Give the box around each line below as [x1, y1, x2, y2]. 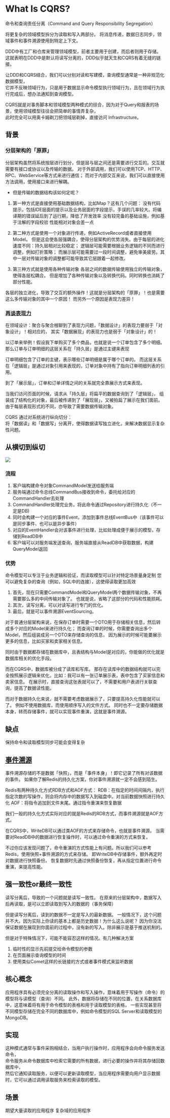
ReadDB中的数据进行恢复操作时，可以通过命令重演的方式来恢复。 [14, 834, 151, 840]
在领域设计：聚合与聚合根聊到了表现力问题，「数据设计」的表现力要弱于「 [5, 322, 158, 328]
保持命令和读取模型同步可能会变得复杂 [5, 739, 85, 745]
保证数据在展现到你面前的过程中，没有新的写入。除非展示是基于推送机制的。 [5, 924, 165, 930]
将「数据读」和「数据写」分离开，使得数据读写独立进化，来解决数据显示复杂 [5, 420, 165, 426]
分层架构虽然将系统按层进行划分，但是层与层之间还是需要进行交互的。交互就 [5, 159, 165, 165]
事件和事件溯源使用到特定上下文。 [9, 38, 81, 44]
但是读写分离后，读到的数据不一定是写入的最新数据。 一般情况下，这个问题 [5, 911, 162, 918]
